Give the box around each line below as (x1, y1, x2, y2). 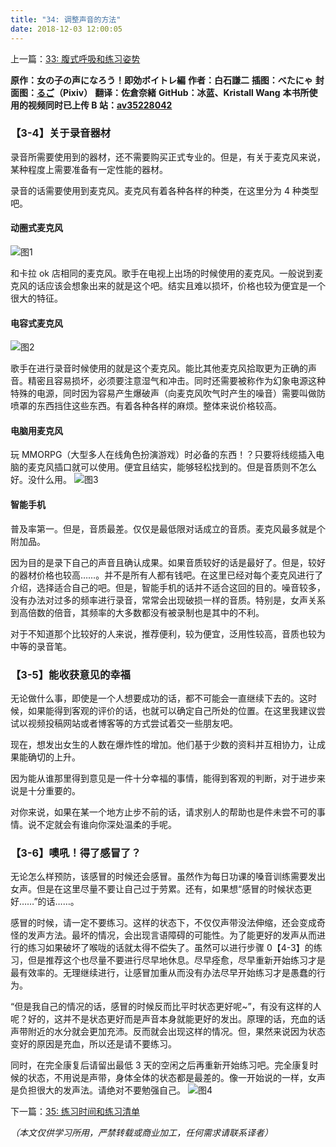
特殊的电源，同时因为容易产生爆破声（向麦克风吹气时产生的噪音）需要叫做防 (10, 387, 326, 400)
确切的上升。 (27, 751, 81, 763)
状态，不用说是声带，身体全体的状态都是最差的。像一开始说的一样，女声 (27, 1072, 326, 1084)
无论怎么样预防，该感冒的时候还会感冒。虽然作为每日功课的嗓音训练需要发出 (10, 871, 326, 883)
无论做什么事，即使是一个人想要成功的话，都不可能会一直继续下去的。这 (10, 692, 308, 704)
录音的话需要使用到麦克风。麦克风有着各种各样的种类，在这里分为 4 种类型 (10, 184, 319, 196)
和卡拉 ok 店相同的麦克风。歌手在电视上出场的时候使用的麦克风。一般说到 (10, 267, 315, 279)
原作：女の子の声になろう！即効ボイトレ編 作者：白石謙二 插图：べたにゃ (10, 74, 313, 86)
